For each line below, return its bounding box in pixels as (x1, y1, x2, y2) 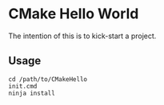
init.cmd (8, 82, 38, 90)
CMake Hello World (8, 5, 139, 23)
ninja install (8, 89, 56, 97)
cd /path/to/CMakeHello (8, 75, 88, 84)
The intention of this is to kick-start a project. (8, 31, 157, 41)
